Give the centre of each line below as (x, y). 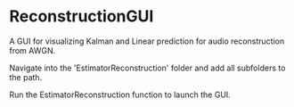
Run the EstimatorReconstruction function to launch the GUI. (120, 95)
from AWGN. (33, 50)
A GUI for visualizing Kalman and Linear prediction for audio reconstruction (147, 41)
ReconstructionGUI (82, 16)
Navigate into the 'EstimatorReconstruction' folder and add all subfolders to (147, 68)
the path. (26, 77)
